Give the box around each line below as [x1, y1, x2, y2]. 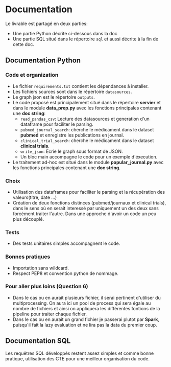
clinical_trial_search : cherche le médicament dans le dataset [20, 137, 154, 144]
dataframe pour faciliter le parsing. [20, 121, 93, 127]
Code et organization [5, 72, 59, 79]
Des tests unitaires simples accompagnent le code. [12, 240, 120, 246]
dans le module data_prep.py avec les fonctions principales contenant [12, 105, 162, 111]
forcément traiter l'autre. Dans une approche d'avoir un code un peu [12, 211, 157, 217]
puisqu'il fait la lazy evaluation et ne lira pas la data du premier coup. [12, 322, 157, 328]
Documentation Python [5, 56, 81, 65]
